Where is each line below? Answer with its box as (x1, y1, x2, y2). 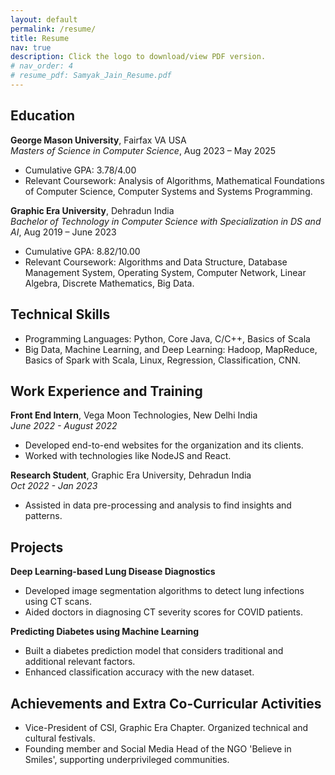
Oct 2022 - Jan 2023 (10, 480, 98, 492)
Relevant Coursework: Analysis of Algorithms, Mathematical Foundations (24, 174, 325, 186)
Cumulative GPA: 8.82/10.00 (24, 245, 141, 257)
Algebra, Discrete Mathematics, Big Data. (24, 277, 195, 289)
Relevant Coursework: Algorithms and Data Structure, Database (24, 256, 288, 268)
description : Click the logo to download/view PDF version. (10, 52, 267, 62)
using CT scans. (24, 596, 92, 608)
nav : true (10, 42, 52, 53)
